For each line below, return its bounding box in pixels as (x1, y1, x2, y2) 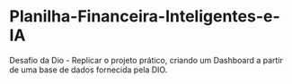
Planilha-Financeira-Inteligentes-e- (9, 6, 280, 27)
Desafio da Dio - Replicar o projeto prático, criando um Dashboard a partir (9, 55, 283, 65)
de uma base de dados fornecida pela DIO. (9, 64, 168, 75)
